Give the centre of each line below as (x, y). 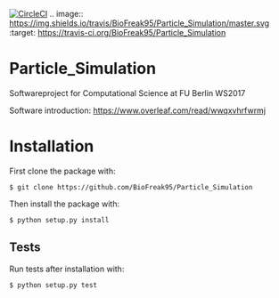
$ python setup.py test (53, 285)
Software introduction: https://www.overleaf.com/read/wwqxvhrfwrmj (137, 110)
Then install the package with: (65, 204)
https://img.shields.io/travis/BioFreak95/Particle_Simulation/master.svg (139, 23)
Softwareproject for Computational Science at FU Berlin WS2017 (127, 93)
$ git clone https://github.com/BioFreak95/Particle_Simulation (131, 187)
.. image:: (66, 14)
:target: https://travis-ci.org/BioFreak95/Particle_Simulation (118, 32)
